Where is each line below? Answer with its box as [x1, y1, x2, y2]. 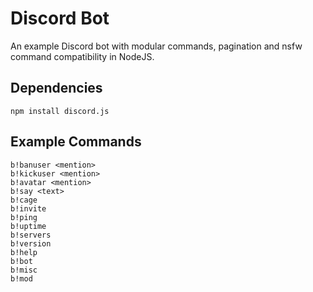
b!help [10, 247, 38, 257]
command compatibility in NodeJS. [10, 50, 155, 62]
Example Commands [10, 133, 142, 151]
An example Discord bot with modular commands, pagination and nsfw [10, 40, 303, 52]
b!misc [10, 265, 38, 275]
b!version [10, 238, 52, 249]
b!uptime [10, 221, 47, 231]
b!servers [10, 230, 52, 240]
